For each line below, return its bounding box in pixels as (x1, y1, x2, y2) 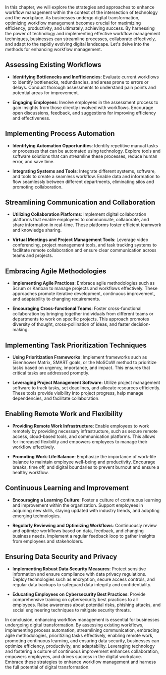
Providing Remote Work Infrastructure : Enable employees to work (12, 423, 150, 429)
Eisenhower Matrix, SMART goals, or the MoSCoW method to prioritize (12, 360, 157, 366)
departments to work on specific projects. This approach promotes (12, 316, 150, 322)
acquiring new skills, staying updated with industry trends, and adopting (12, 507, 160, 513)
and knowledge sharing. (12, 227, 62, 233)
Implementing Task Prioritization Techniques (5, 341, 147, 349)
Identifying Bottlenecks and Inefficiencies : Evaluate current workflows (12, 74, 159, 80)
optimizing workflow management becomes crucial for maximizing (5, 20, 141, 26)
